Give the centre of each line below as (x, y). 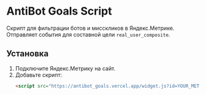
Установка (28, 54)
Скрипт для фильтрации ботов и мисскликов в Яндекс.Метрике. (90, 28)
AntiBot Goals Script (59, 11)
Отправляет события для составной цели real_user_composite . (88, 34)
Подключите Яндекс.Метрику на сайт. (65, 68)
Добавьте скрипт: (39, 75)
